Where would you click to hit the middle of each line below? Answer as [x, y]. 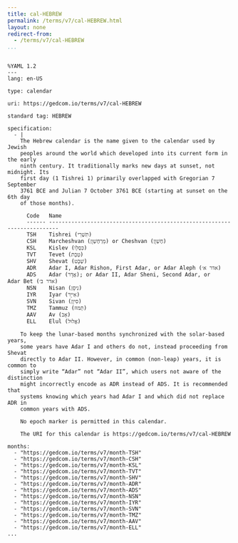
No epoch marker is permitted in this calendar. [94, 422]
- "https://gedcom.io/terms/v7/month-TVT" [78, 472]
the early [22, 160]
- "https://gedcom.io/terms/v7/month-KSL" [78, 465]
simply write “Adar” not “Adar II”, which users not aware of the [121, 372]
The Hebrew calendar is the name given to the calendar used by [118, 141]
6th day [19, 197]
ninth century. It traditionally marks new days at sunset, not [118, 166]
